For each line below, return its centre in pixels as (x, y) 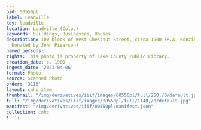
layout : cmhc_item (29, 90)
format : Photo (24, 73)
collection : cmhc (28, 112)
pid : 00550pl (22, 12)
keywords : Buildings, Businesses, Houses (59, 34)
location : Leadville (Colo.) (42, 28)
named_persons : (25, 51)
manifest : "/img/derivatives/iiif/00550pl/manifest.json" (80, 106)
